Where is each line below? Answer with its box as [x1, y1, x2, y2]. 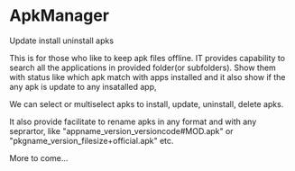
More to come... [9, 152, 69, 163]
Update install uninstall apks [9, 35, 115, 46]
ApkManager [9, 5, 110, 26]
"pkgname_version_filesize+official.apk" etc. [9, 135, 174, 146]
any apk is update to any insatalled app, [9, 81, 157, 92]
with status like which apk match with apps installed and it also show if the [9, 71, 286, 82]
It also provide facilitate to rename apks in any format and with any [9, 116, 257, 127]
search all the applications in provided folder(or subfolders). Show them [9, 62, 277, 73]
